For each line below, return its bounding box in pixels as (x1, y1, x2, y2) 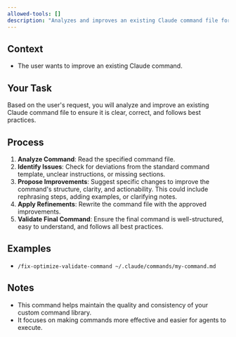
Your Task (7, 82, 53, 94)
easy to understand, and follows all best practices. (17, 222, 164, 231)
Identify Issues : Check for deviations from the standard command (17, 162, 210, 171)
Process (7, 136, 44, 148)
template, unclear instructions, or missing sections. (17, 170, 166, 178)
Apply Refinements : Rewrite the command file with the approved (17, 200, 207, 208)
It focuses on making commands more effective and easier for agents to (17, 315, 227, 324)
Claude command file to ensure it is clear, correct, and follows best (7, 109, 202, 117)
